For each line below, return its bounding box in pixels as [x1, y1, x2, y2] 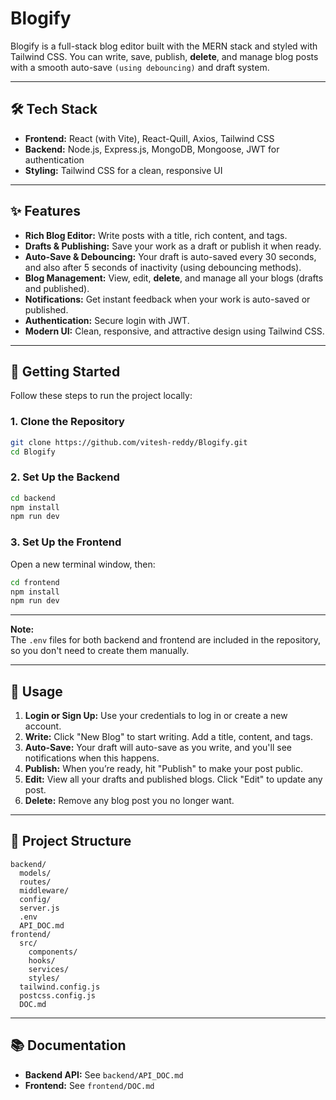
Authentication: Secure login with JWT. [24, 314, 190, 326]
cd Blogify [10, 447, 56, 457]
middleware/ [19, 885, 70, 896]
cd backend [10, 493, 56, 503]
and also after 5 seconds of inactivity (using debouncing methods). [24, 261, 302, 273]
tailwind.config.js [19, 982, 101, 992]
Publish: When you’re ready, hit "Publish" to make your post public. [24, 763, 304, 775]
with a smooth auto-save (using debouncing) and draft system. [10, 61, 270, 73]
